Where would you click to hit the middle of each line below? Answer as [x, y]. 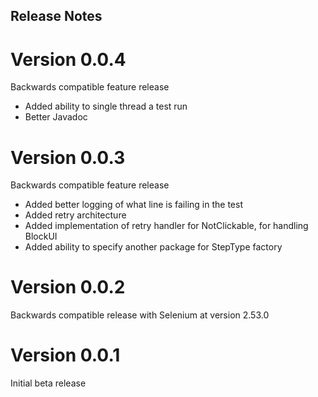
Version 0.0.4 [68, 59]
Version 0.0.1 [65, 355]
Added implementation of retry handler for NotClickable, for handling [166, 226]
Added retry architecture [75, 215]
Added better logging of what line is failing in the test [133, 205]
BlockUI [41, 236]
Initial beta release [48, 383]
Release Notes [56, 16]
